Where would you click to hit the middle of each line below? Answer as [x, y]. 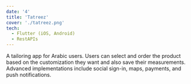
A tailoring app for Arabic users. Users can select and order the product [94, 56]
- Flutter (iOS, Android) [43, 34]
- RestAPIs [25, 39]
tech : [13, 28]
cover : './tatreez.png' [35, 22]
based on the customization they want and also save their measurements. [96, 62]
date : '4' [18, 12]
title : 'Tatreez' [27, 17]
